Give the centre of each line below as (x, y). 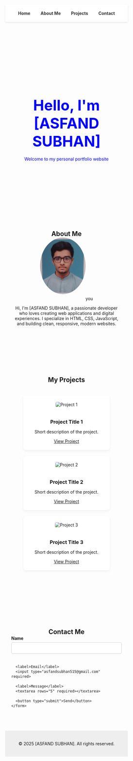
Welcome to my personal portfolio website (66, 159)
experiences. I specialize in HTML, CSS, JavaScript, (66, 318)
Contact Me (66, 632)
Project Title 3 (66, 543)
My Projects (66, 380)
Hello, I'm (66, 105)
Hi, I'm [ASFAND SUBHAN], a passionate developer (66, 308)
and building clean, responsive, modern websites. (66, 324)
